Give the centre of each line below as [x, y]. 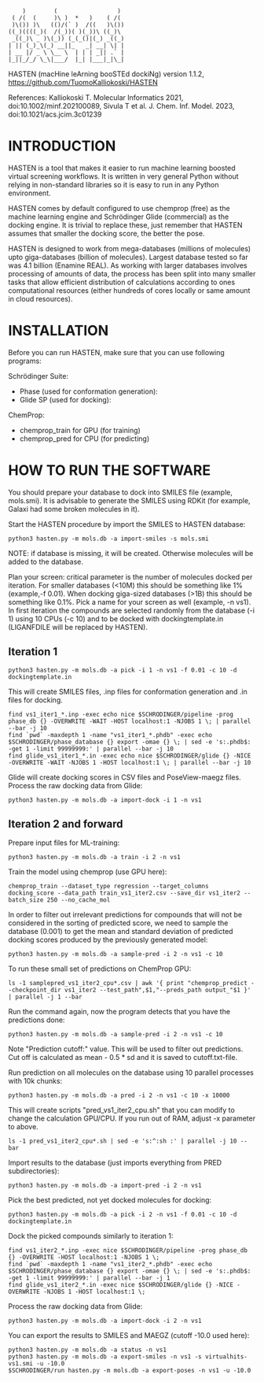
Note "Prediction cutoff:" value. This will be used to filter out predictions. [126, 1049]
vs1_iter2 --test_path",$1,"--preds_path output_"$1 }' [158, 990]
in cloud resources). [40, 298]
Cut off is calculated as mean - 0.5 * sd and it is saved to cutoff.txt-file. [123, 1058]
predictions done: [37, 1020]
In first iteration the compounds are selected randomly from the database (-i [132, 610]
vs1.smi [21, 1364]
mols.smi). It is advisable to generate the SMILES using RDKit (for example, [129, 500]
